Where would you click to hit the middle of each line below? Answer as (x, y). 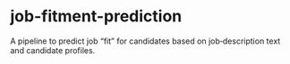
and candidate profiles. (53, 50)
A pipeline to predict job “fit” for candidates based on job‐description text (145, 41)
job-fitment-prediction (96, 16)
